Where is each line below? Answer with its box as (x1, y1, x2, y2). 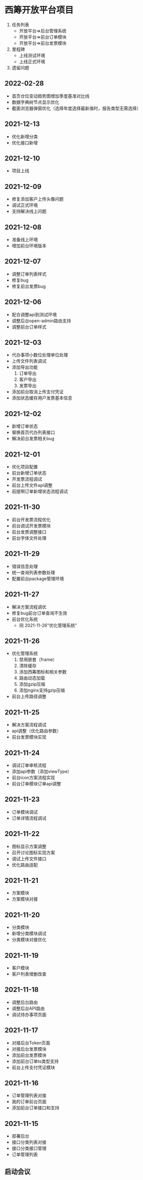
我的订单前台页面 (11, 1099, 47, 1105)
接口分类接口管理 (11, 1146, 47, 1151)
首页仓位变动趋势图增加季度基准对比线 (11, 93, 89, 99)
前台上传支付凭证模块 (11, 1064, 55, 1070)
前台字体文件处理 (11, 535, 47, 541)
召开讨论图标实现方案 (11, 849, 55, 855)
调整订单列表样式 (11, 271, 47, 277)
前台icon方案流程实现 (11, 774, 55, 780)
